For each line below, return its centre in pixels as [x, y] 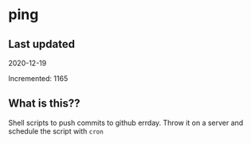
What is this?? [44, 104]
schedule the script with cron [56, 131]
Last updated [42, 44]
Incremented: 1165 [38, 78]
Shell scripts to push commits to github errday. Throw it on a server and [126, 123]
